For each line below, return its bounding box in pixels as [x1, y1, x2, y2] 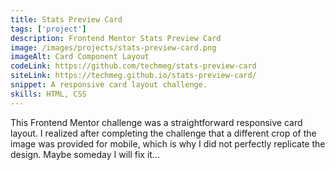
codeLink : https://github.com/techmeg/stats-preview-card [10, 61, 257, 71]
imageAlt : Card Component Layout [10, 52, 150, 62]
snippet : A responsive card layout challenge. [10, 80, 208, 90]
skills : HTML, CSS [10, 89, 87, 99]
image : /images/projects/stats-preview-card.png [10, 42, 217, 53]
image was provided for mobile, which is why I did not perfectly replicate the [10, 137, 326, 150]
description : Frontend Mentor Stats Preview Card [10, 33, 222, 43]
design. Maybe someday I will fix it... [10, 148, 160, 160]
